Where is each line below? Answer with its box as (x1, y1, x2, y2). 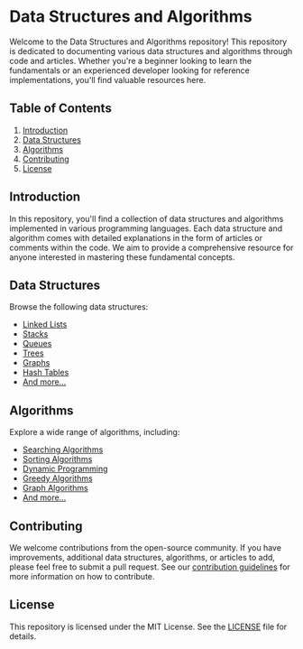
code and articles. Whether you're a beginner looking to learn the (9, 55, 252, 66)
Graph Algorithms (22, 483, 88, 494)
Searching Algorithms (22, 444, 104, 455)
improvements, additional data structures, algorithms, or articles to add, (9, 552, 275, 562)
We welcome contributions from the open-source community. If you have (9, 542, 282, 552)
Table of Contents (9, 101, 113, 116)
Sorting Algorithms (22, 454, 93, 465)
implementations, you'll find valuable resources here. (9, 74, 207, 85)
